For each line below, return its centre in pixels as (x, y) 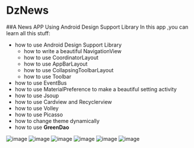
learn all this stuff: (28, 33)
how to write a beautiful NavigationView (73, 51)
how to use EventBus (41, 83)
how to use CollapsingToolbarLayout (69, 70)
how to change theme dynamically (57, 121)
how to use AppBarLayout (56, 64)
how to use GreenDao (42, 127)
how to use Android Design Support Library (68, 45)
